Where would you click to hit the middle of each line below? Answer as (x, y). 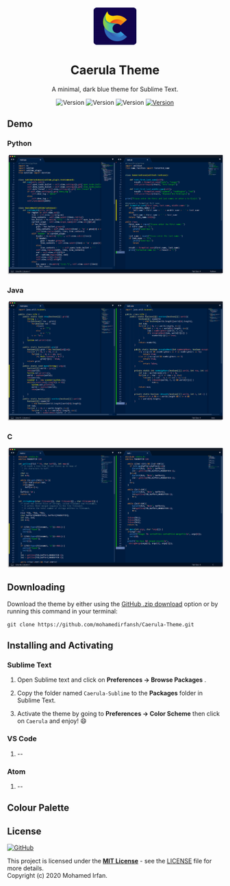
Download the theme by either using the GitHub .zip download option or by (113, 604)
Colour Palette (38, 808)
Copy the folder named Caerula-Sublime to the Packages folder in (110, 693)
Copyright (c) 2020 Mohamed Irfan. (57, 876)
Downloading (36, 588)
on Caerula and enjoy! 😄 (52, 721)
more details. (26, 868)
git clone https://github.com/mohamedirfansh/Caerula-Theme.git (101, 624)
